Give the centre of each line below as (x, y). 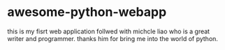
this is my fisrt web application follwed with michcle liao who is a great (109, 31)
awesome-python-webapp (87, 12)
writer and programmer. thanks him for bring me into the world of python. (113, 38)
